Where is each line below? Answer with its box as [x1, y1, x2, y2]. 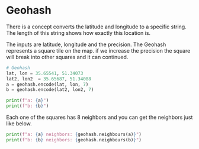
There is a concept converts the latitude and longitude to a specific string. [6, 23, 187, 30]
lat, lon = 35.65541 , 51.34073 [6, 70, 84, 76]
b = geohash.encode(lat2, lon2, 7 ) [6, 87, 94, 93]
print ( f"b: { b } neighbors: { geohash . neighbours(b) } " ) [6, 137, 142, 142]
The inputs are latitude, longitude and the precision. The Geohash [6, 41, 166, 48]
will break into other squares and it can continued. [6, 53, 129, 60]
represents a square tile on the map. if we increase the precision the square [6, 47, 191, 54]
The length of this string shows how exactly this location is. [6, 29, 151, 36]
